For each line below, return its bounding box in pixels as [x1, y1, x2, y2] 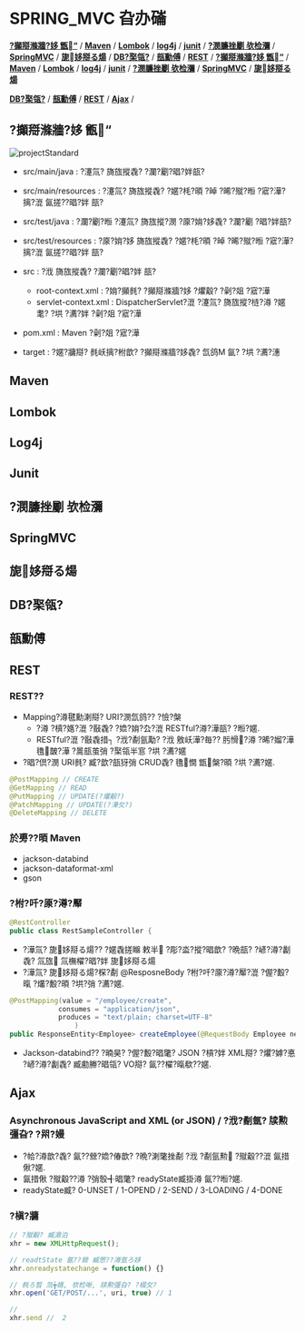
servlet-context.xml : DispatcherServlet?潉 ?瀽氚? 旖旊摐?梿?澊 [35, 296, 272, 307]
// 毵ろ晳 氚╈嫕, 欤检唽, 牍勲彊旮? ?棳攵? [9, 1280, 157, 1289]
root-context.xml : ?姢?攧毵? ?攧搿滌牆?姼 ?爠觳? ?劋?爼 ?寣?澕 [35, 285, 271, 296]
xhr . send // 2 [9, 1314, 67, 1323]
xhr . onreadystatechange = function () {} [9, 1264, 165, 1273]
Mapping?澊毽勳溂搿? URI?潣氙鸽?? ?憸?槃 [22, 711, 182, 722]
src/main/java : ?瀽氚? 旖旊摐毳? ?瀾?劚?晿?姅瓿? [22, 165, 205, 177]
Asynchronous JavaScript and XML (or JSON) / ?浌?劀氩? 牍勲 [9, 1114, 289, 1127]
